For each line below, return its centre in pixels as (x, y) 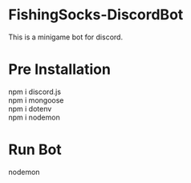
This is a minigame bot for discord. (65, 37)
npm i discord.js (35, 91)
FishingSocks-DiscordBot (96, 15)
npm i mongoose (36, 100)
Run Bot (35, 150)
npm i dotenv (30, 108)
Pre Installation (59, 69)
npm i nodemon (34, 117)
